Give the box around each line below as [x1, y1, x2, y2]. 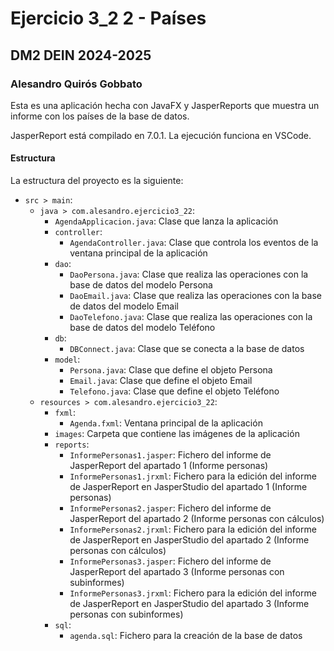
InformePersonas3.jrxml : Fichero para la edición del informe [69, 587, 317, 599]
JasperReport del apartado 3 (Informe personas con [69, 566, 285, 578]
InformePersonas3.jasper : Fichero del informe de [69, 555, 272, 567]
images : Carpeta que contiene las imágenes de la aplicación [54, 428, 300, 440]
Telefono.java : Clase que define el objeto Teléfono [69, 385, 280, 397]
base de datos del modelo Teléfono [69, 322, 216, 334]
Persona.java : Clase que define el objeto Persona [69, 364, 273, 376]
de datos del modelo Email [69, 300, 179, 312]
